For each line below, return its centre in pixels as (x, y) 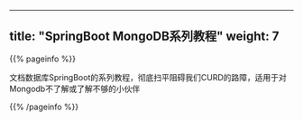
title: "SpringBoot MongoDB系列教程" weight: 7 (144, 37)
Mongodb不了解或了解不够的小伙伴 (75, 88)
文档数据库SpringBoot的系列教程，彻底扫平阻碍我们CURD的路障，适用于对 (148, 77)
